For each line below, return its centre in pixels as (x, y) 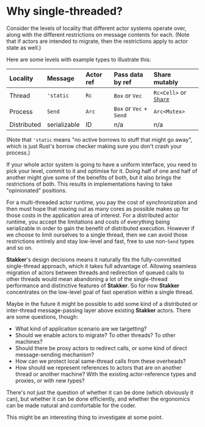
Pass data (128, 75)
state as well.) (24, 48)
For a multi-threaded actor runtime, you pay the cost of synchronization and (102, 202)
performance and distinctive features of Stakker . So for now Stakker (93, 285)
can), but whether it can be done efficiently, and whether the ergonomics (98, 399)
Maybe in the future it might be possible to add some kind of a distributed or (102, 304)
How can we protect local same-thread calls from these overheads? (100, 361)
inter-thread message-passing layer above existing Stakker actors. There (99, 310)
